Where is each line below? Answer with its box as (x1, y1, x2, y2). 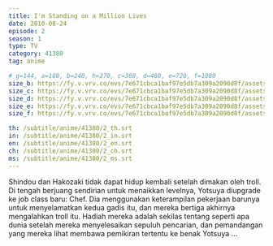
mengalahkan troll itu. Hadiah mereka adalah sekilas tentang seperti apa (8, 211, 250, 221)
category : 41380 (8, 50, 63, 58)
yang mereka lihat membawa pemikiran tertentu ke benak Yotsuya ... (8, 228, 238, 238)
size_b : (8, 79, 35, 88)
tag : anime (8, 58, 45, 66)
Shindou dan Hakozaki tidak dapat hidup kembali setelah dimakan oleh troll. (8, 176, 262, 187)
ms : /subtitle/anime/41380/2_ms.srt (8, 154, 132, 162)
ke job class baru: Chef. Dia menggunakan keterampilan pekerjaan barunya (8, 194, 260, 204)
